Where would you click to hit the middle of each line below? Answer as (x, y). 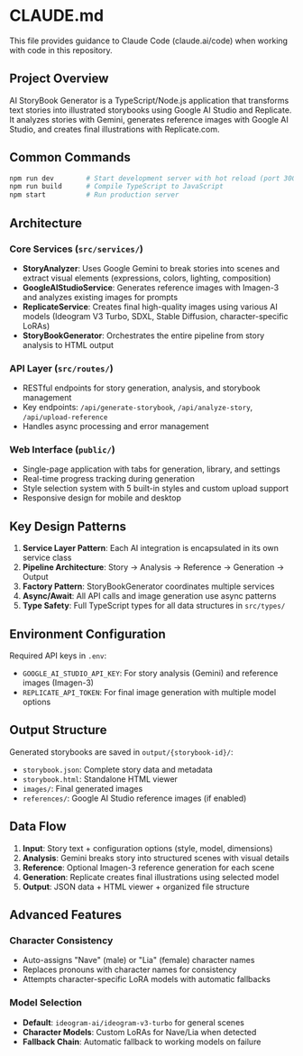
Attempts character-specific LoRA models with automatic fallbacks (146, 979)
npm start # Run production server (94, 195)
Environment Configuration (87, 634)
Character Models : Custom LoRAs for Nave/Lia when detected (139, 1032)
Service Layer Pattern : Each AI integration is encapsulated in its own (151, 548)
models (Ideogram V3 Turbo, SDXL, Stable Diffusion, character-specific (155, 316)
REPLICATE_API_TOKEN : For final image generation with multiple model (149, 693)
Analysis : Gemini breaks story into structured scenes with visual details (156, 858)
